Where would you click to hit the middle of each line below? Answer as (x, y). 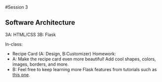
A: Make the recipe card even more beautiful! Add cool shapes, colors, (84, 59)
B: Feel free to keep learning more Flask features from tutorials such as (84, 69)
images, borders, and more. (40, 64)
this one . (21, 75)
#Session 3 (17, 7)
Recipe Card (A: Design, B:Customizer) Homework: (64, 53)
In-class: (14, 44)
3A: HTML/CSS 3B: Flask (30, 35)
